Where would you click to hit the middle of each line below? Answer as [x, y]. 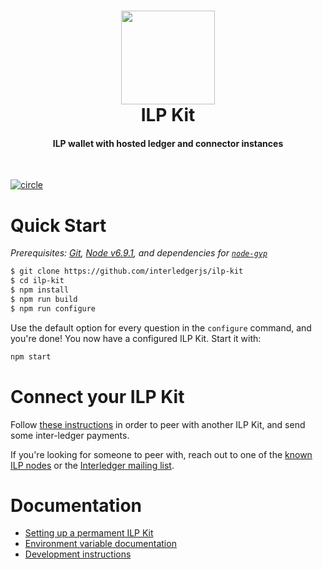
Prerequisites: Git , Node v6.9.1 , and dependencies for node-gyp [139, 253]
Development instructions [78, 554]
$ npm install [40, 290]
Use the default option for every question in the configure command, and [161, 327]
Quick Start [58, 225]
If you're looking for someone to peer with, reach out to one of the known [161, 454]
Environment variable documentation [100, 544]
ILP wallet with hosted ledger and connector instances [168, 143]
